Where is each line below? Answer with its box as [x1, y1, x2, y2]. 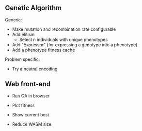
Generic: [5, 17, 22, 22]
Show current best [12, 112, 49, 117]
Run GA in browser [12, 93, 50, 99]
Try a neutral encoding [12, 66, 58, 72]
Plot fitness [12, 102, 35, 108]
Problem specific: [5, 56, 40, 62]
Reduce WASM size [12, 121, 52, 127]
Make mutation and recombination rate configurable [12, 26, 116, 32]
